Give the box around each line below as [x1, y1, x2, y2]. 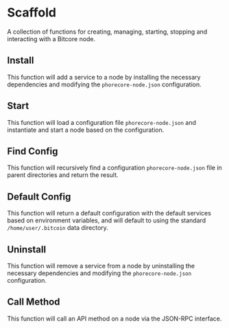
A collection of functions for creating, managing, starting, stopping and [7, 27, 208, 36]
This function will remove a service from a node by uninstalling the [7, 262, 195, 270]
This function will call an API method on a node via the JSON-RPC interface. [7, 314, 222, 323]
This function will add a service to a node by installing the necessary [7, 73, 201, 81]
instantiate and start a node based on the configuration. [7, 126, 165, 134]
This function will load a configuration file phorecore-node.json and [7, 118, 197, 126]
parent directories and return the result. [7, 171, 119, 179]
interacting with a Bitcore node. [7, 34, 96, 43]
